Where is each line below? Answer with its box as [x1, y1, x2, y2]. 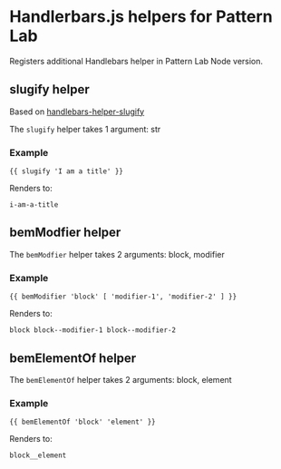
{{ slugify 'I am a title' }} [9, 167, 124, 176]
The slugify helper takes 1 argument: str [9, 123, 161, 134]
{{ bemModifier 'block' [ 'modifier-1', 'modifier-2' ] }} [9, 292, 237, 301]
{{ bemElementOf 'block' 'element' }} [9, 417, 156, 427]
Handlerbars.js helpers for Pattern [9, 6, 274, 27]
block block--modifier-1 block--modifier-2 [9, 326, 177, 335]
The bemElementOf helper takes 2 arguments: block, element [9, 374, 233, 385]
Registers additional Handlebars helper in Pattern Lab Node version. [9, 55, 264, 66]
